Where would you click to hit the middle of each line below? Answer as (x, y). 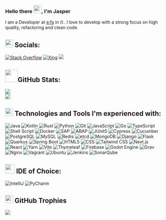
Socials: (27, 45)
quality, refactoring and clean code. (42, 28)
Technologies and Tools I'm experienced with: (88, 114)
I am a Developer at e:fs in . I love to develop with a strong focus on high (82, 22)
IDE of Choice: (38, 171)
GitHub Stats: (39, 79)
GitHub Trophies (40, 200)
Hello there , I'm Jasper (38, 11)
